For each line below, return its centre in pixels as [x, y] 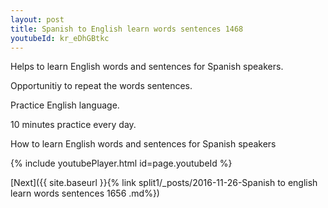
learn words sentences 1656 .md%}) [85, 193]
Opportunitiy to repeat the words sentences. [101, 86]
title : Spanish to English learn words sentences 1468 [127, 29]
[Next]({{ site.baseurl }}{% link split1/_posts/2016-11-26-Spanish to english [164, 183]
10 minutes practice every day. [73, 125]
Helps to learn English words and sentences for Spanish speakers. [147, 67]
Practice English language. [65, 105]
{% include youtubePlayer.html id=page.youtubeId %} [121, 163]
